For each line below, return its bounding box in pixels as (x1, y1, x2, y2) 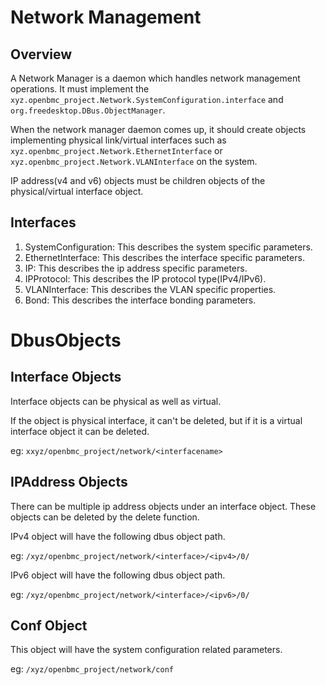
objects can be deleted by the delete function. (10, 511, 200, 523)
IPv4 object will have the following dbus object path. (10, 530, 226, 542)
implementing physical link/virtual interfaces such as (10, 134, 227, 146)
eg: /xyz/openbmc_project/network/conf (10, 663, 174, 675)
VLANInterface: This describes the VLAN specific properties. (24, 283, 277, 295)
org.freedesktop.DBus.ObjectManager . (10, 104, 166, 116)
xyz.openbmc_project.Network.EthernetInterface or (10, 145, 223, 156)
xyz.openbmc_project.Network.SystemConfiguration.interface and (10, 94, 284, 105)
